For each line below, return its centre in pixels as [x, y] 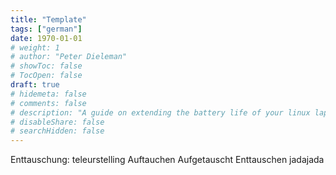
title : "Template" [48, 19]
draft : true [35, 85]
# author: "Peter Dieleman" [69, 57]
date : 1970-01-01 [46, 38]
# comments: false [48, 103]
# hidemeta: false [48, 94]
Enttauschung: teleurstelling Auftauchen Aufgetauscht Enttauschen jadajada [167, 160]
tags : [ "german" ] [46, 29]
